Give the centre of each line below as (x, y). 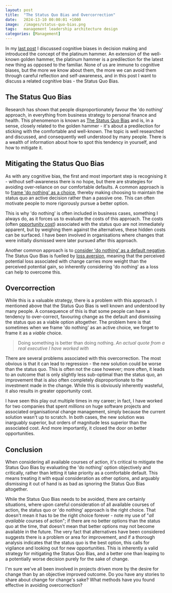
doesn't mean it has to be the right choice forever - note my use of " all (80, 516)
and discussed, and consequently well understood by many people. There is (86, 137)
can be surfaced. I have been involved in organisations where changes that (84, 235)
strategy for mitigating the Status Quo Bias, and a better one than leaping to (85, 554)
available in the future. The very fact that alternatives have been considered (85, 532)
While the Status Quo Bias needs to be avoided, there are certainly (76, 499)
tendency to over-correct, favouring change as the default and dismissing (83, 317)
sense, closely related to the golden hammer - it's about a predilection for (83, 125)
